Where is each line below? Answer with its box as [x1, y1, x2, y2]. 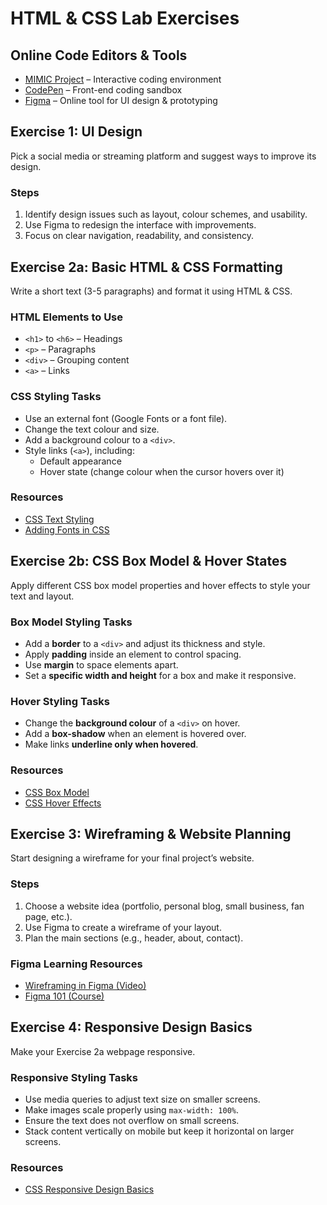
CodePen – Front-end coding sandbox [24, 84, 183, 96]
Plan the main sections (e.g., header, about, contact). [24, 932, 244, 944]
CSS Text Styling [24, 513, 95, 525]
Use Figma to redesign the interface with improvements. [24, 219, 257, 231]
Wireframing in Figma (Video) [24, 979, 147, 991]
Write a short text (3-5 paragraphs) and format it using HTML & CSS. [10, 285, 293, 297]
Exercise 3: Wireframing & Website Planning [10, 825, 292, 842]
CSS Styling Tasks [10, 390, 102, 404]
